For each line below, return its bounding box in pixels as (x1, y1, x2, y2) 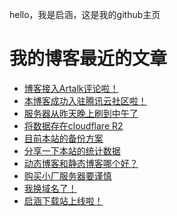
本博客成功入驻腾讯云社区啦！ (23, 94, 147, 107)
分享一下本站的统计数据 (23, 144, 121, 157)
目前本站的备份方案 (23, 132, 104, 144)
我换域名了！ (23, 182, 77, 194)
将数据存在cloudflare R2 (23, 119, 124, 132)
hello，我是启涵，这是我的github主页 (9, 9, 161, 20)
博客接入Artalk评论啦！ (23, 82, 119, 94)
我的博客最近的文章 (9, 48, 168, 70)
